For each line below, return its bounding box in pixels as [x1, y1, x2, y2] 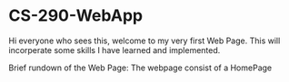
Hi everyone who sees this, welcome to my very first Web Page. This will [8, 35, 281, 46]
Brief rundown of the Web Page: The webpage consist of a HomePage [8, 62, 273, 73]
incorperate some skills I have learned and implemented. [8, 44, 221, 55]
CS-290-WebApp [8, 5, 143, 26]
